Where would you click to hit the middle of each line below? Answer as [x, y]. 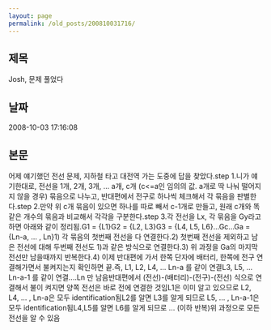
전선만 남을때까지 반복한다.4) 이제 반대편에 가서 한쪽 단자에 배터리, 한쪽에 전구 [131, 257]
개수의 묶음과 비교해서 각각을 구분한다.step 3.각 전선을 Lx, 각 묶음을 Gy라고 [142, 216]
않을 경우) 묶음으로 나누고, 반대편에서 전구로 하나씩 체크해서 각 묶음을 [126, 196]
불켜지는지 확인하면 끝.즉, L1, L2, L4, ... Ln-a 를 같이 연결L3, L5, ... [148, 267]
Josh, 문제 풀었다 [36, 79]
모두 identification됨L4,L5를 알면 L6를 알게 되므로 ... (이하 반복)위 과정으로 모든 [134, 307]
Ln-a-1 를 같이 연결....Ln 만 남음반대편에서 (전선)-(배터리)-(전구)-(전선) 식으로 [131, 277]
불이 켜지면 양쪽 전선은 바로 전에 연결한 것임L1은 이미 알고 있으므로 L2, [140, 287]
